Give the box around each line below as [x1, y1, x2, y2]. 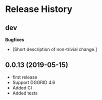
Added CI [12, 84, 32, 90]
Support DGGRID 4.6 [12, 79, 55, 85]
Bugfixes [5, 36, 24, 42]
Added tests [12, 90, 38, 96]
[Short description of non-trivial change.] [12, 46, 97, 52]
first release [12, 74, 37, 80]
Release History [5, 3, 72, 15]
